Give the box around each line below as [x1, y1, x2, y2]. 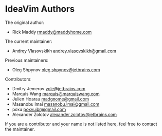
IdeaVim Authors [5, 3, 75, 15]
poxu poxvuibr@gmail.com [12, 106, 66, 112]
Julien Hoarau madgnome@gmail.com [12, 96, 89, 102]
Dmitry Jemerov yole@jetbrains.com [12, 85, 86, 91]
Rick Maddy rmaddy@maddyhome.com [12, 29, 92, 35]
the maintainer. [5, 126, 35, 132]
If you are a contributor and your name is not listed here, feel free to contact [5, 121, 157, 127]
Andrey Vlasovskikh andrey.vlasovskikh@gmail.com [12, 48, 117, 54]
